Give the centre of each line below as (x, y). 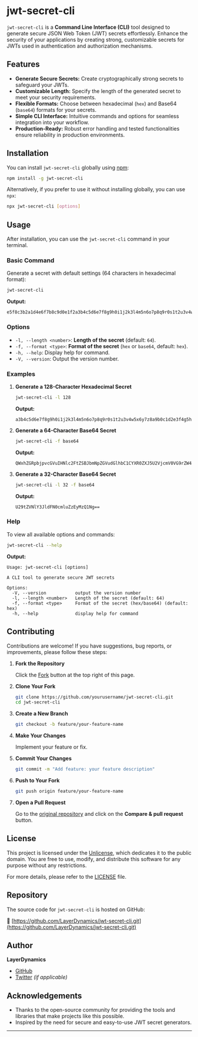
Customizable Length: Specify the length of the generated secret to (98, 91)
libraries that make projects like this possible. (70, 1016)
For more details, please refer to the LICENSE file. (67, 876)
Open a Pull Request (41, 802)
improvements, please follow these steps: (57, 652)
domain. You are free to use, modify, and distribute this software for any (94, 859)
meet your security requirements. (56, 97)
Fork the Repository (40, 663)
